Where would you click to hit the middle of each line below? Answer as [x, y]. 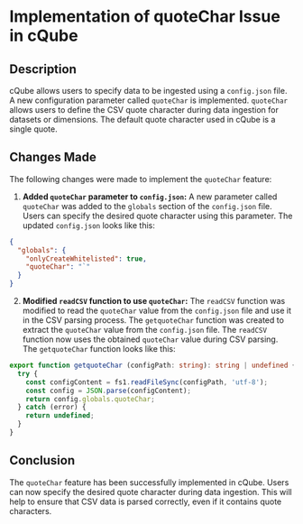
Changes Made [53, 157]
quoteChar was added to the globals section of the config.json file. [147, 206]
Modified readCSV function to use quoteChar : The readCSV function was [154, 301]
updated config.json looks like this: [89, 225]
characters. [31, 510]
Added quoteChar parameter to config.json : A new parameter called [150, 197]
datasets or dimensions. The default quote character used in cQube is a [142, 120]
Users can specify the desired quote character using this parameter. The [157, 216]
